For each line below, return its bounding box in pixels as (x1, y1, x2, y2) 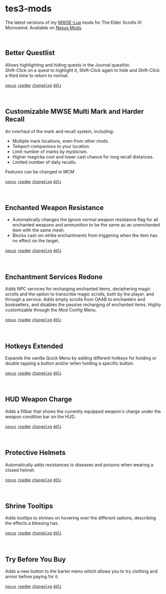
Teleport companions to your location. (12, 143, 91, 149)
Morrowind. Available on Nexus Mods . (5, 24, 83, 30)
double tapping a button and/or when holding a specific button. (5, 361, 135, 366)
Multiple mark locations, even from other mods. (12, 138, 110, 144)
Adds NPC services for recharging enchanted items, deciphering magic (5, 286, 151, 292)
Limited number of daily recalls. (12, 159, 77, 165)
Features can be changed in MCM (5, 168, 74, 174)
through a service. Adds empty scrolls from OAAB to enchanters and (5, 297, 145, 302)
